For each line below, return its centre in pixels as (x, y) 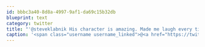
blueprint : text (27, 18)
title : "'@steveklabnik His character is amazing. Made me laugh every (99, 29)
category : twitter (30, 23)
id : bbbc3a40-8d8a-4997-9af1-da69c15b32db (61, 12)
